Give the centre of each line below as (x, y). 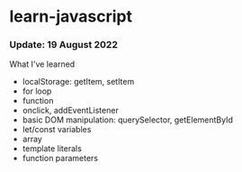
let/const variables (57, 130)
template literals (52, 149)
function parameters (60, 158)
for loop (37, 91)
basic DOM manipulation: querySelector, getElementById (128, 120)
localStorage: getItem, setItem (78, 82)
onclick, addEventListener (70, 111)
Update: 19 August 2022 (64, 45)
